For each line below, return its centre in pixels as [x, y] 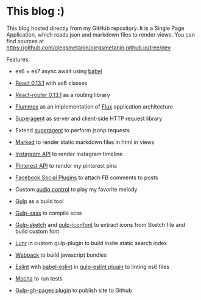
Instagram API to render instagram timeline [69, 154]
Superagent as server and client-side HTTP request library [89, 118]
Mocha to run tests [39, 278]
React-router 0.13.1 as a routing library [63, 95]
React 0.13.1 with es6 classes [51, 83]
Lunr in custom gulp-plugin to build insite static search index [91, 243]
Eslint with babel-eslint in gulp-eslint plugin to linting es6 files [92, 266]
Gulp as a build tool [39, 201]
